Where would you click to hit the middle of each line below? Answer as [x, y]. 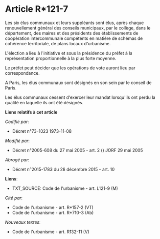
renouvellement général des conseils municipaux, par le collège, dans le [78, 28]
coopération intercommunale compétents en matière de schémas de [74, 38]
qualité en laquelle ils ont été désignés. [44, 102]
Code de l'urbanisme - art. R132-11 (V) [51, 232]
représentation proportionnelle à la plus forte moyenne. [61, 58]
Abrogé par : [17, 160]
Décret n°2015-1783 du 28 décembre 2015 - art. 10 [63, 169]
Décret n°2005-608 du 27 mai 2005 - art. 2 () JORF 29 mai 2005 [78, 150]
